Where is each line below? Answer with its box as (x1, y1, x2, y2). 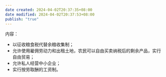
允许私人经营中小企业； (12, 60, 61, 66)
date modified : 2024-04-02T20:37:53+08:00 (5, 12, 95, 17)
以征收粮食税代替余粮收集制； (12, 41, 74, 47)
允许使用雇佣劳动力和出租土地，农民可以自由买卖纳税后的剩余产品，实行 (12, 48, 161, 54)
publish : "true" (5, 16, 39, 21)
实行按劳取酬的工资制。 (12, 66, 61, 72)
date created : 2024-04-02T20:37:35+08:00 (5, 7, 93, 12)
